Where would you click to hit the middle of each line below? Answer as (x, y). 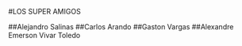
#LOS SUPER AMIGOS (44, 11)
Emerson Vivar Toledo (44, 35)
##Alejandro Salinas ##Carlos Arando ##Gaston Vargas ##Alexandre (121, 27)
